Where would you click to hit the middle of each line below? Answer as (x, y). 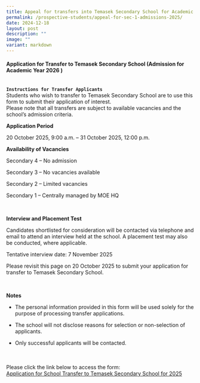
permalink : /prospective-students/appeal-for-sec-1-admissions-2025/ (95, 17)
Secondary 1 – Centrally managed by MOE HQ (63, 195)
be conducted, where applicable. (47, 243)
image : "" (19, 39)
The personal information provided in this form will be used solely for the (104, 307)
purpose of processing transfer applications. (70, 314)
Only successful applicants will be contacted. (70, 343)
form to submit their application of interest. (59, 102)
